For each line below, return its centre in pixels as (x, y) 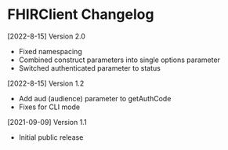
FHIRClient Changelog (81, 15)
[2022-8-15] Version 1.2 (46, 83)
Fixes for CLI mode (49, 107)
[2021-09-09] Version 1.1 (47, 122)
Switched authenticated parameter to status (90, 68)
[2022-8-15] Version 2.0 (46, 36)
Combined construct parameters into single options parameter (119, 60)
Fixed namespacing (51, 51)
